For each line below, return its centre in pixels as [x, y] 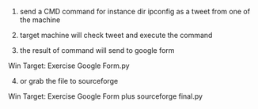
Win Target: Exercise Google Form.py [69, 66]
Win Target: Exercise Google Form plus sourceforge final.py [106, 96]
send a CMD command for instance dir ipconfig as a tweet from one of [135, 11]
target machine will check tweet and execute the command [116, 35]
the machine [40, 20]
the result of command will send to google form [97, 50]
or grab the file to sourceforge [69, 81]
